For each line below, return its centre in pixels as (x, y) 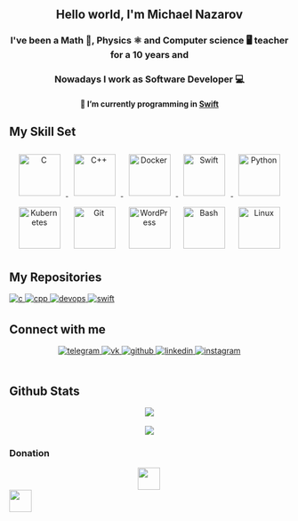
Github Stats (44, 391)
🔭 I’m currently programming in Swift (149, 104)
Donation (30, 453)
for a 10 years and (149, 55)
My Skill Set (43, 132)
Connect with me (58, 329)
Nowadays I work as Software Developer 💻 (149, 79)
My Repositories (56, 278)
